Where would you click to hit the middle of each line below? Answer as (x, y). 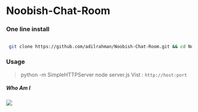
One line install (28, 29)
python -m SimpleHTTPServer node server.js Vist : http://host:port (104, 74)
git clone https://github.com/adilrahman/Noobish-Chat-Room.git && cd (97, 47)
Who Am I (18, 88)
